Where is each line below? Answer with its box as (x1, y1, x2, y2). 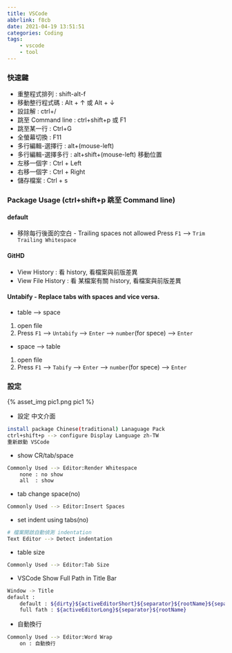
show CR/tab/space (17, 451, 74, 459)
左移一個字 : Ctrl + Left (17, 159, 81, 167)
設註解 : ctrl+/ (17, 107, 57, 116)
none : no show (19, 471, 64, 478)
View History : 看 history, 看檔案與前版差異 (17, 268, 138, 276)
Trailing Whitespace (17, 237, 77, 244)
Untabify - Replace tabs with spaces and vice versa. (7, 293, 160, 301)
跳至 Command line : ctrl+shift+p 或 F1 (17, 116, 126, 125)
